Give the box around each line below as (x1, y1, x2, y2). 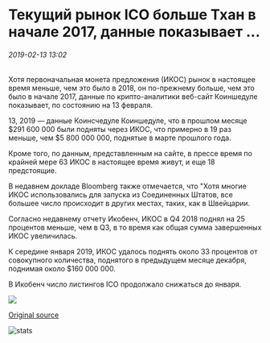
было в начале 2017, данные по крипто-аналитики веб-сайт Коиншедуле (8, 92, 258, 101)
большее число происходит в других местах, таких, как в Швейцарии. (8, 199, 251, 209)
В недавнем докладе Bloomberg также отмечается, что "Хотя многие (8, 181, 247, 191)
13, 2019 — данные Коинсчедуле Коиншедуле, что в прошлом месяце (8, 116, 247, 126)
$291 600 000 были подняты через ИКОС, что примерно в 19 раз (8, 125, 231, 134)
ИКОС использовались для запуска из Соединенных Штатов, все (8, 190, 233, 200)
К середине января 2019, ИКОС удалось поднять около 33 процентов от (8, 247, 258, 257)
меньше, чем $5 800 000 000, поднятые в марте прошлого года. (8, 133, 231, 143)
